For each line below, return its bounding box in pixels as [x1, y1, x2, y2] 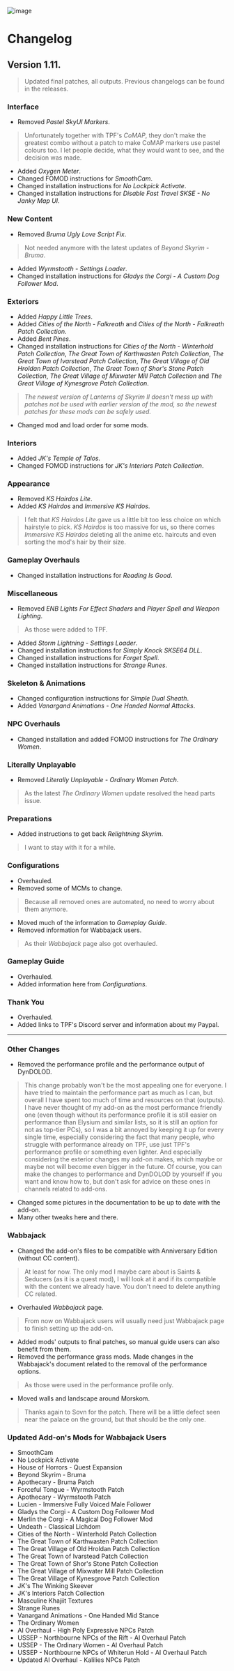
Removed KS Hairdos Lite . [17, 495, 93, 503]
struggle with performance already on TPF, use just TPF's [24, 1140, 190, 1149]
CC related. [24, 1290, 57, 1298]
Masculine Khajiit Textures [17, 1596, 93, 1605]
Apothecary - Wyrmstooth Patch [17, 1493, 111, 1502]
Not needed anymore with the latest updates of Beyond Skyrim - [24, 243, 210, 252]
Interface [7, 102, 40, 112]
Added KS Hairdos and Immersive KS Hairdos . [17, 502, 150, 510]
